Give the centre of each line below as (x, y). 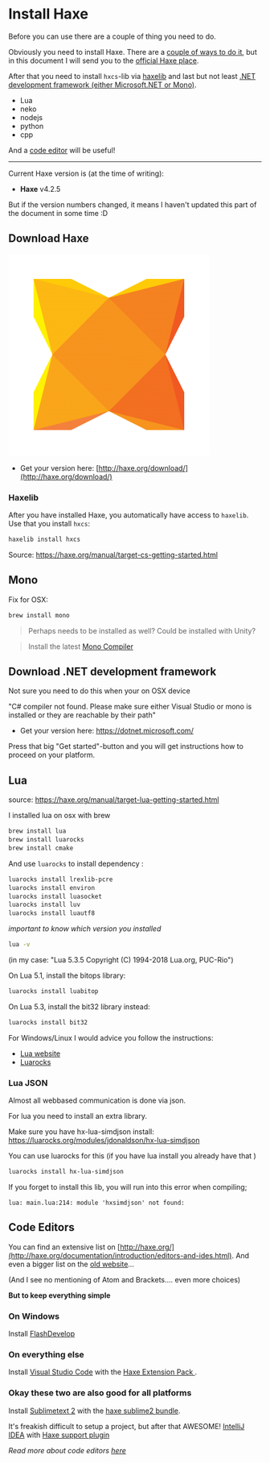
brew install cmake (41, 848)
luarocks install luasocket (55, 896)
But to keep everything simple (59, 1295)
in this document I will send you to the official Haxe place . (104, 60)
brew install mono (39, 615)
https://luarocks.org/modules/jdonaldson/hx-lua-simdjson (104, 1141)
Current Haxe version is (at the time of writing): (86, 173)
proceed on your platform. (51, 755)
